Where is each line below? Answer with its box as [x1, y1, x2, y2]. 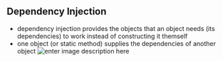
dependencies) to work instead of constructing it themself [16, 32, 188, 40]
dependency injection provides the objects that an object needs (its [16, 24, 215, 32]
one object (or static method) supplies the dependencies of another [16, 39, 217, 48]
